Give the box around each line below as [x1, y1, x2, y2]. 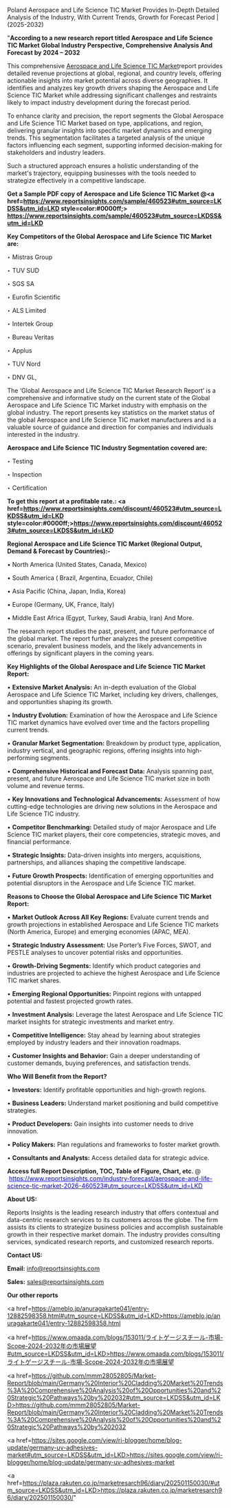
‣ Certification [7, 484, 47, 492]
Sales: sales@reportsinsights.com [7, 1278, 104, 1285]
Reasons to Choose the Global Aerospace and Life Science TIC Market [7, 892, 212, 900]
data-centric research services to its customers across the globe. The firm [7, 1216, 219, 1223]
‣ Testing [7, 457, 34, 465]
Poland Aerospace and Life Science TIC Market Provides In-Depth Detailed [7, 6, 220, 14]
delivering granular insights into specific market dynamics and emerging [7, 127, 212, 134]
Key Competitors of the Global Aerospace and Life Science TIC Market [7, 232, 212, 240]
